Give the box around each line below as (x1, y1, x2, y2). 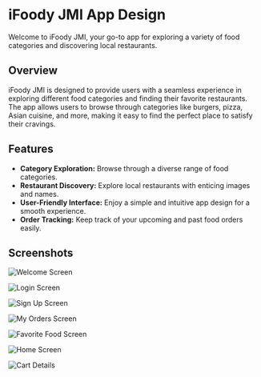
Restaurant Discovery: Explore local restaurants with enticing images (19, 180, 251, 190)
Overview (8, 64, 58, 78)
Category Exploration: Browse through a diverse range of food (19, 163, 229, 173)
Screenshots (8, 246, 74, 259)
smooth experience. (19, 206, 86, 215)
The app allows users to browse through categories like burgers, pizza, (8, 102, 243, 111)
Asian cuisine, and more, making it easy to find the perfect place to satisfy (8, 110, 254, 120)
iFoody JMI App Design (8, 6, 167, 24)
